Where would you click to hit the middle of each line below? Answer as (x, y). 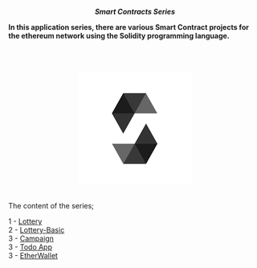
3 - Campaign (31, 238)
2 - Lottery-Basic (37, 230)
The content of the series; (51, 206)
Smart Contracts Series (135, 12)
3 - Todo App (31, 247)
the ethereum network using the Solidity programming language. (119, 36)
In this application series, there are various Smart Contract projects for (128, 27)
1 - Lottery (25, 221)
